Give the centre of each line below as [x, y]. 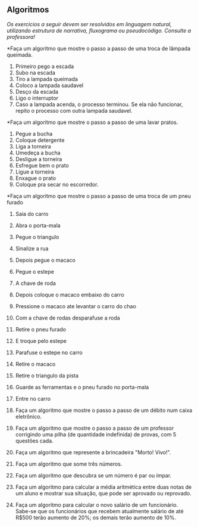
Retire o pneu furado [40, 329]
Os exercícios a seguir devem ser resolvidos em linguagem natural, [89, 24]
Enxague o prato [35, 178]
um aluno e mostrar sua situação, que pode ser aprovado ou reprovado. [103, 493]
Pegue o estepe [35, 271]
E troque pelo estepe [41, 341]
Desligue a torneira [39, 159]
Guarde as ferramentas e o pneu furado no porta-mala [82, 387]
